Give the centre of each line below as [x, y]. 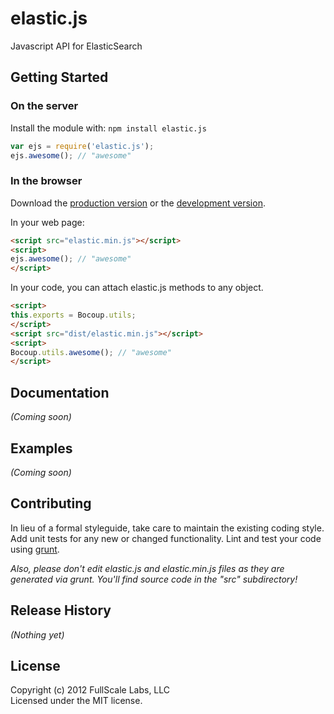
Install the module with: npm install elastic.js [108, 128]
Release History [61, 610]
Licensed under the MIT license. [76, 701]
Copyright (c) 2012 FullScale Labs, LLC [90, 690]
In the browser [46, 181]
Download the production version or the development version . [138, 203]
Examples [41, 448]
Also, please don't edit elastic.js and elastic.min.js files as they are [147, 568]
